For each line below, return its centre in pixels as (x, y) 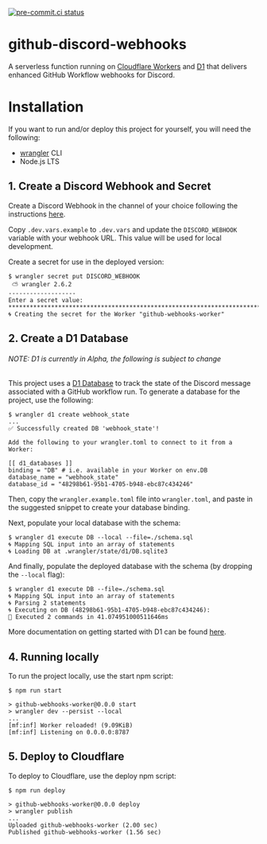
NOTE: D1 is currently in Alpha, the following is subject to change (115, 359)
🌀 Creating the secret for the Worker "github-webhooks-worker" (116, 314)
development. (31, 246)
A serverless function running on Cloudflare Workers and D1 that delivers (128, 66)
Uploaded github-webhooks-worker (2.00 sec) (83, 825)
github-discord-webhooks (97, 45)
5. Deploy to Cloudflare (66, 757)
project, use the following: (51, 400)
